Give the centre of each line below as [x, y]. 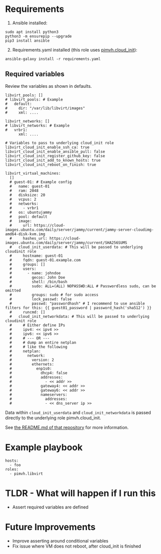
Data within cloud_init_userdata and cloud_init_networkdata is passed [78, 412]
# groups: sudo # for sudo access [54, 295]
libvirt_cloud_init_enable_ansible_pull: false [55, 152]
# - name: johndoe [35, 273]
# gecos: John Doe [37, 277]
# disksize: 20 [27, 195]
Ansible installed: [30, 23]
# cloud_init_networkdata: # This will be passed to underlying [80, 316]
